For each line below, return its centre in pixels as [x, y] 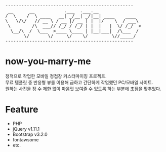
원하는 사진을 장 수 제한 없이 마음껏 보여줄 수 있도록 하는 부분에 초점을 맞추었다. [84, 89]
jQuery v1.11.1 [26, 129]
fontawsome [26, 139]
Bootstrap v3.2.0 [30, 134]
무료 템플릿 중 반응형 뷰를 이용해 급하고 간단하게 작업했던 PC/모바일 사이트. [79, 82]
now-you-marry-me [48, 62]
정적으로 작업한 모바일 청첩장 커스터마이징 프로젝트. [56, 76]
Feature [22, 110]
